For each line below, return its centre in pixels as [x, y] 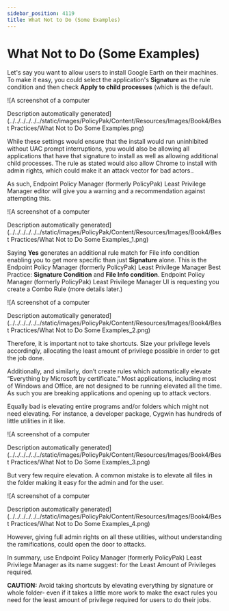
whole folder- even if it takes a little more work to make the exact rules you [112, 593]
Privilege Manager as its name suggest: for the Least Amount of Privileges [112, 565]
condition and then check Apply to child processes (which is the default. [110, 87]
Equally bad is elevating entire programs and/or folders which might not [108, 407]
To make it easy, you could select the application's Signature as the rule [109, 80]
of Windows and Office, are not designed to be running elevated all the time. [114, 386]
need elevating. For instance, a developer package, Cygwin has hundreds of [114, 414]
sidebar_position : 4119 [41, 13]
